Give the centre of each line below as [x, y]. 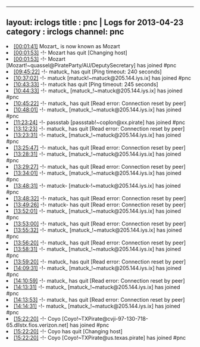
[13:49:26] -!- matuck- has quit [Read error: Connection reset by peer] [100, 205]
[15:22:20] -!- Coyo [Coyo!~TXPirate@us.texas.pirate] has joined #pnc [100, 337]
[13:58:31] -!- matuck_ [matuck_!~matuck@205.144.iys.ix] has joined [98, 249]
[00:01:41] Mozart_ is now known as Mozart [67, 46]
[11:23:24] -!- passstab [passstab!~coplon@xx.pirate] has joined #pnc [100, 122]
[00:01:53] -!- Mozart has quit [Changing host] [71, 52]
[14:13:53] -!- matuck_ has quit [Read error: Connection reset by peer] [99, 299]
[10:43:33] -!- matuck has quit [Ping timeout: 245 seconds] [86, 84]
